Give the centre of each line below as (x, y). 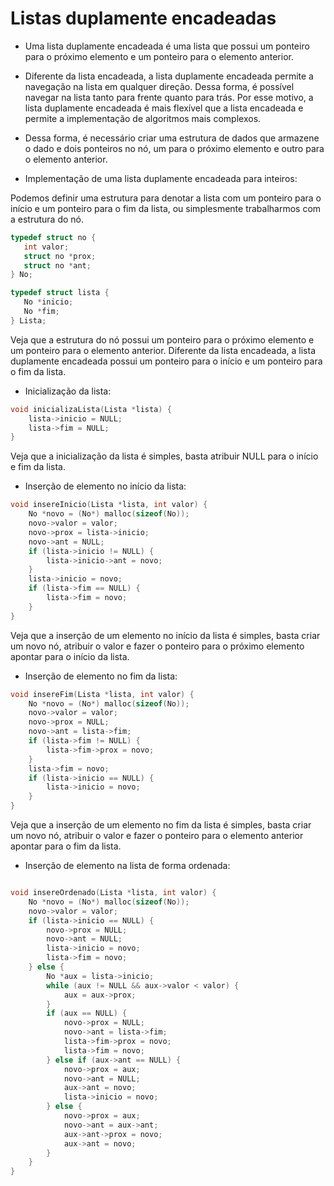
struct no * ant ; (57, 265)
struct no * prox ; (60, 256)
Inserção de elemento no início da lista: (105, 486)
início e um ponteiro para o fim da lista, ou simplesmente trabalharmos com (166, 208)
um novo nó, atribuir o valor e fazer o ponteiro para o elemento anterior (157, 836)
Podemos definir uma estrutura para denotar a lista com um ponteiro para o (166, 198)
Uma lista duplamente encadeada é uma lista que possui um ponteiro (167, 46)
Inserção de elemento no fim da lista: (101, 676)
